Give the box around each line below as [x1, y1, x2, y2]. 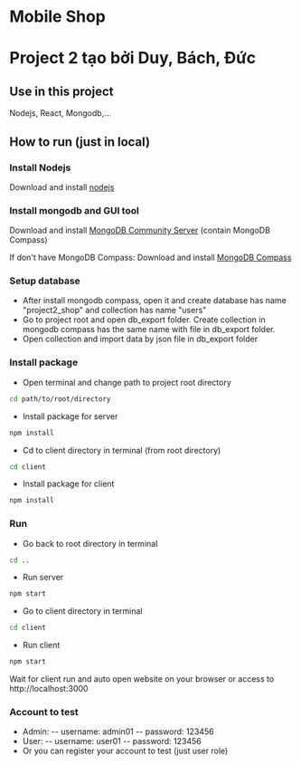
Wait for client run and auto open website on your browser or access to [9, 674, 275, 684]
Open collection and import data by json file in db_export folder [22, 333, 259, 345]
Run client [22, 640, 61, 651]
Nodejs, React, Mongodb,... [9, 108, 111, 119]
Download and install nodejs [9, 181, 115, 192]
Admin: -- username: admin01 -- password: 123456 [22, 726, 214, 737]
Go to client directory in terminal [22, 606, 143, 617]
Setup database [9, 274, 81, 287]
